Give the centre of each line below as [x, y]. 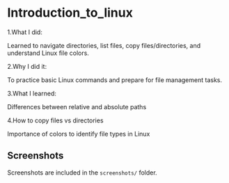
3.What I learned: [32, 93]
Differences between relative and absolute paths [77, 106]
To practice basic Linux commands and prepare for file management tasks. [115, 80]
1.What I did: [25, 32]
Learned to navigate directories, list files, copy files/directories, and [104, 45]
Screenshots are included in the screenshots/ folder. [82, 173]
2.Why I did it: [27, 66]
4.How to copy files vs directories [55, 120]
